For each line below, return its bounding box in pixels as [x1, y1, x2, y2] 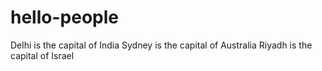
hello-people [10, 6, 119, 29]
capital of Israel [10, 49, 75, 61]
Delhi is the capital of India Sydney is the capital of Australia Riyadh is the [10, 39, 313, 51]
